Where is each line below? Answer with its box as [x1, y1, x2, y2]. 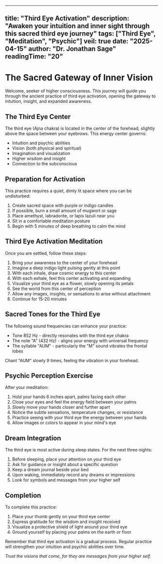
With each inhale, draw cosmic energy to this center [12, 270, 116, 276]
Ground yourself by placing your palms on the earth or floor [12, 529, 131, 535]
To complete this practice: [5, 504, 57, 510]
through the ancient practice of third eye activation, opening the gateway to [5, 93, 156, 99]
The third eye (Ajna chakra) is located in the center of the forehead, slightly [5, 125, 155, 132]
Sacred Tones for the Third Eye [5, 310, 100, 318]
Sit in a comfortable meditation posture [12, 218, 90, 224]
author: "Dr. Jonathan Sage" [28, 45, 116, 53]
